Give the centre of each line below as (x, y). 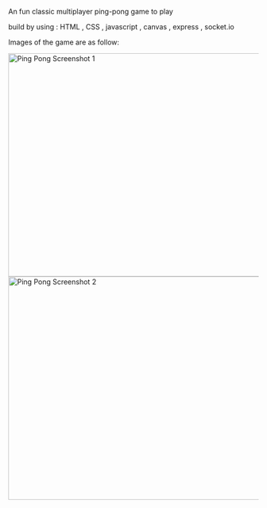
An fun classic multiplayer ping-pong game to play (91, 12)
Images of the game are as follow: (64, 42)
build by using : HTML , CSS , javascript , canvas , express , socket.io (121, 27)
